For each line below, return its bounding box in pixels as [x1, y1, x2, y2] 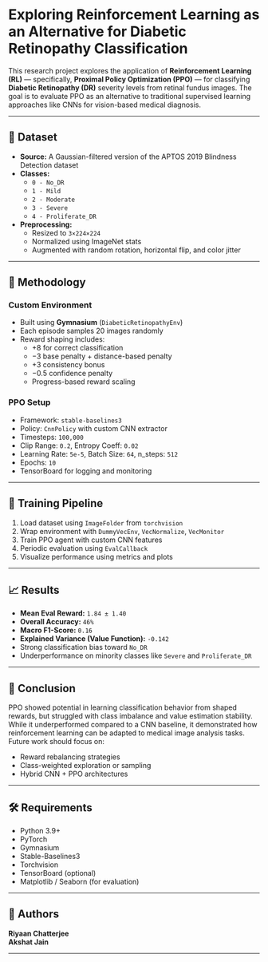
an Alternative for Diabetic [8, 22, 187, 41]
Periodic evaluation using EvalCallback [19, 543, 148, 552]
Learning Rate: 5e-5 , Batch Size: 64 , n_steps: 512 [19, 449, 178, 458]
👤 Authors [8, 908, 60, 921]
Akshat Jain [8, 936, 49, 947]
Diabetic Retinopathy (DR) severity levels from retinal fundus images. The [8, 82, 253, 93]
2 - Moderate [31, 196, 76, 204]
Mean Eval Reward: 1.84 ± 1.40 [19, 608, 127, 618]
